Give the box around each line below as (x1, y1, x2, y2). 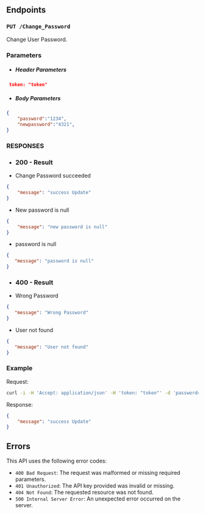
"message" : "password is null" (14, 258, 95, 264)
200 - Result (15, 158, 53, 166)
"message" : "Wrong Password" (14, 310, 88, 316)
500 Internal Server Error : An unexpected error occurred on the (15, 495, 181, 502)
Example (6, 364, 33, 373)
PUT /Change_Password (6, 23, 71, 30)
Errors (6, 441, 31, 452)
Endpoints (6, 5, 46, 15)
